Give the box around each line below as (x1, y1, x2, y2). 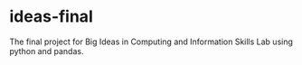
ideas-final (9, 6, 93, 27)
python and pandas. (9, 45, 84, 56)
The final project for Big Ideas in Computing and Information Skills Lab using (9, 36, 294, 47)
